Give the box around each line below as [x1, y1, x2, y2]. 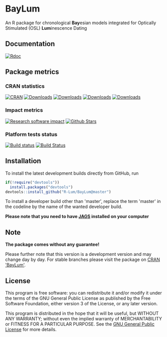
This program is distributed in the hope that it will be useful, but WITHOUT [5, 310, 159, 316]
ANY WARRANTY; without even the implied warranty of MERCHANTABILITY [5, 316, 162, 322]
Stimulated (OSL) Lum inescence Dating [5, 25, 87, 31]
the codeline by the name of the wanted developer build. [5, 204, 123, 210]
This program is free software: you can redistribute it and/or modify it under [5, 290, 162, 296]
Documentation [5, 40, 55, 48]
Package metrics [5, 68, 59, 76]
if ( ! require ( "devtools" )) [5, 180, 59, 185]
